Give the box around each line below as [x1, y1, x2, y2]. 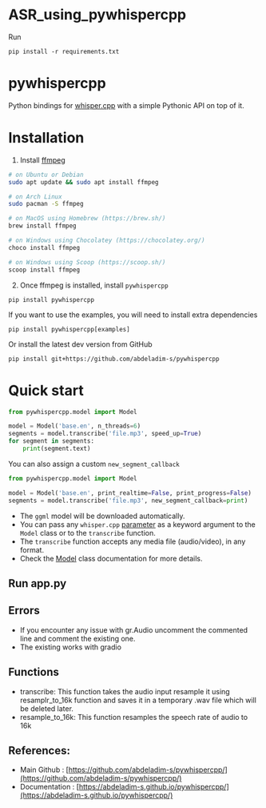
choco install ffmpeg [8, 243, 81, 251]
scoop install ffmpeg [8, 266, 81, 274]
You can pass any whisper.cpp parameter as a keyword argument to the [19, 519, 256, 529]
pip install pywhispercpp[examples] [8, 325, 130, 333]
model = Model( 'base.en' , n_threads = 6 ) [8, 422, 141, 430]
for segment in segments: [8, 437, 94, 445]
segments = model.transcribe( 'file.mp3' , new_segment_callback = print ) [8, 496, 248, 504]
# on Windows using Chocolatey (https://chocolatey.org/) [8, 236, 205, 245]
